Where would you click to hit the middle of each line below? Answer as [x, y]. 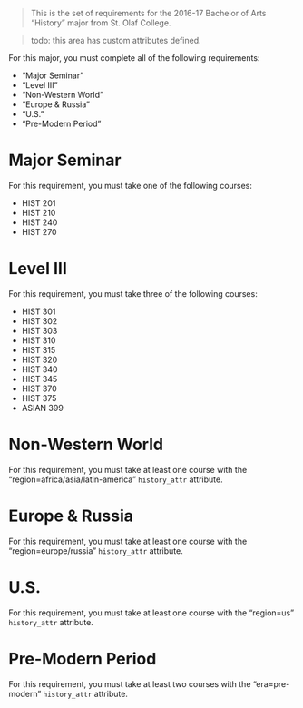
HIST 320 [39, 359]
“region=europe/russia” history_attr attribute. [96, 551]
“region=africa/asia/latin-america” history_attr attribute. [116, 479]
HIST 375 [39, 398]
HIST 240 [39, 222]
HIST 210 [39, 212]
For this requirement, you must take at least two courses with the [130, 683]
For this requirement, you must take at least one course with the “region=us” [151, 613]
